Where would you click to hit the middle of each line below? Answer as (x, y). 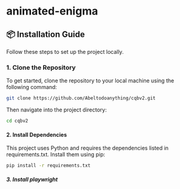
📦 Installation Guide (45, 34)
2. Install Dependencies (37, 134)
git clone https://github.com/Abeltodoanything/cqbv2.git (81, 98)
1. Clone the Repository (41, 67)
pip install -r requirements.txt (48, 166)
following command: (32, 87)
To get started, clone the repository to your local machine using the (90, 81)
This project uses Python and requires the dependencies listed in (87, 148)
